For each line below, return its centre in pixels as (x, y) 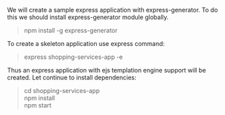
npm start (37, 105)
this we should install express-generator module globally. (88, 17)
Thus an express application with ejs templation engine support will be (107, 70)
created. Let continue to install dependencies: (72, 77)
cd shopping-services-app (62, 91)
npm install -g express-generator (71, 30)
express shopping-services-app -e (73, 57)
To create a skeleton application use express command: (86, 43)
